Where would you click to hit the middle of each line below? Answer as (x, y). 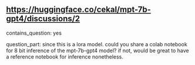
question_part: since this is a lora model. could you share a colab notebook (97, 44)
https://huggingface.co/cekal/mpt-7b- (78, 10)
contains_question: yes (34, 33)
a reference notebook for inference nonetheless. (65, 57)
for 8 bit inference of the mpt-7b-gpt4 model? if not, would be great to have (97, 50)
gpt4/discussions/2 (43, 19)
